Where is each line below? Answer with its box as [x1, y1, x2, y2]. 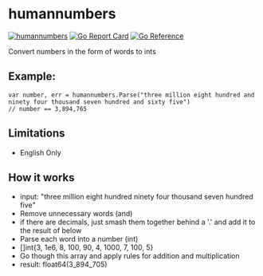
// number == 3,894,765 [8, 104, 88, 112]
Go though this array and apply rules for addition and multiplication [19, 251, 240, 261]
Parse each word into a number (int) [19, 235, 139, 244]
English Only [19, 148, 61, 157]
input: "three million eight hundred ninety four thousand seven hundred [19, 192, 253, 202]
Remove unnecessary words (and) [19, 209, 133, 219]
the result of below [19, 226, 82, 235]
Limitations [8, 127, 65, 140]
